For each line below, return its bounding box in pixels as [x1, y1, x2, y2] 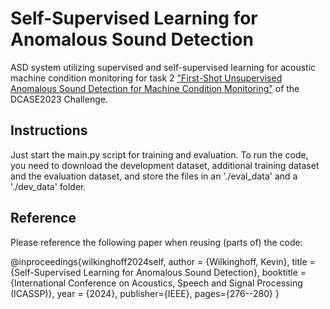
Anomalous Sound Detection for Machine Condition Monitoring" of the [10, 82, 300, 94]
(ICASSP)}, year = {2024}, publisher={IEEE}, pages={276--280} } [10, 287, 280, 299]
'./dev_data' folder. [10, 180, 87, 192]
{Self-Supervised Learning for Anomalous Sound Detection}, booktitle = [10, 266, 307, 278]
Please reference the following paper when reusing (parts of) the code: [10, 236, 303, 248]
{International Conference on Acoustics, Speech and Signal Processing [10, 277, 303, 289]
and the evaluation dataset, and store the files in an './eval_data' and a [10, 170, 298, 182]
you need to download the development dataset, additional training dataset [10, 159, 320, 171]
